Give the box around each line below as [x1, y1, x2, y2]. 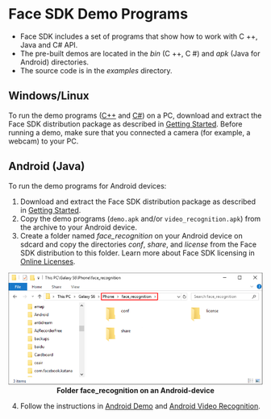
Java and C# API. [19, 39, 78, 49]
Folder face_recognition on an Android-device [56, 385, 215, 395]
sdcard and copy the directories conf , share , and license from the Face [19, 239, 256, 249]
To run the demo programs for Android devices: [8, 180, 167, 190]
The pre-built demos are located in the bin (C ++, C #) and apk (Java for [19, 48, 261, 58]
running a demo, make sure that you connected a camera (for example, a [8, 127, 251, 137]
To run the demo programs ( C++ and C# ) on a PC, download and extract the [8, 110, 262, 120]
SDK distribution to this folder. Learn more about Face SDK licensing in [19, 247, 256, 258]
